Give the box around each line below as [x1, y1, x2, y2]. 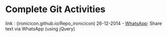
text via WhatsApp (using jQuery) [5, 25, 76, 31]
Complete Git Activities [5, 4, 106, 15]
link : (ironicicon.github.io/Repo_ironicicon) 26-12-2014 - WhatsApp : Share [5, 20, 162, 26]
